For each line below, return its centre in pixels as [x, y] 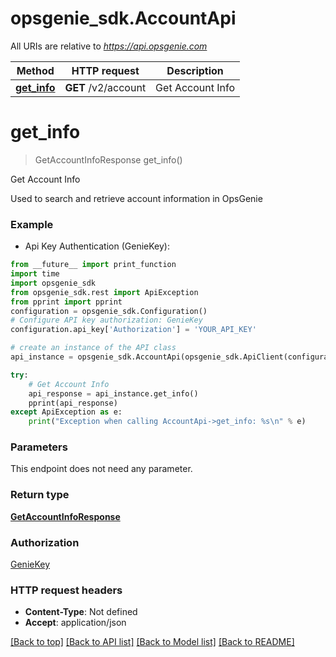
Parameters [39, 447]
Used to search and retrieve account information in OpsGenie [136, 198]
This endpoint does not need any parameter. [101, 469]
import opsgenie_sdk [53, 283]
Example [32, 224]
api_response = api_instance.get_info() [113, 393]
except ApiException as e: [66, 412]
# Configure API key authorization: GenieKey [106, 320]
